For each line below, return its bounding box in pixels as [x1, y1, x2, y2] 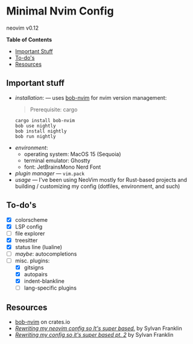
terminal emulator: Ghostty [24, 157, 90, 164]
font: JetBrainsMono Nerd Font [24, 163, 101, 170]
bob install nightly [14, 128, 67, 134]
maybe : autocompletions [14, 250, 77, 258]
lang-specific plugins [24, 284, 77, 291]
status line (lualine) [14, 243, 62, 250]
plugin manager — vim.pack [14, 169, 85, 177]
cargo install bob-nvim [14, 117, 75, 123]
